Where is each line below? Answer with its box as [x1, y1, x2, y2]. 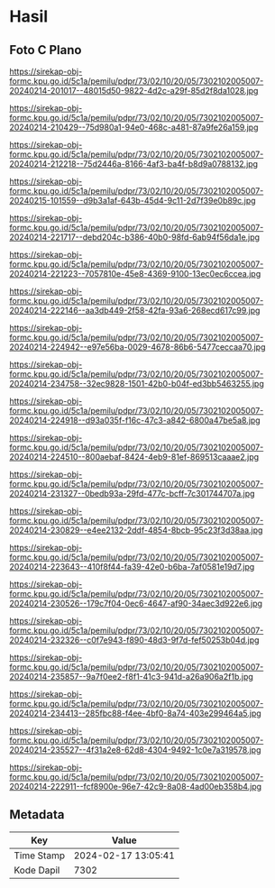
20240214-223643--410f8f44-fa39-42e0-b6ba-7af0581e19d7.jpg [9, 562, 255, 572]
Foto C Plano [9, 42, 82, 58]
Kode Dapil [14, 864, 60, 876]
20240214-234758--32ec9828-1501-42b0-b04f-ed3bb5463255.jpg [9, 379, 264, 389]
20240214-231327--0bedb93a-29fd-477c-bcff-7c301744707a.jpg [9, 489, 255, 499]
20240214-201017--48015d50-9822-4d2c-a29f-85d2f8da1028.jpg [9, 86, 259, 96]
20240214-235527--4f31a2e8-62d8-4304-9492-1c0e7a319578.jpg [9, 745, 261, 755]
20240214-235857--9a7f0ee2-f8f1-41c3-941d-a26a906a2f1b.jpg [9, 672, 254, 682]
